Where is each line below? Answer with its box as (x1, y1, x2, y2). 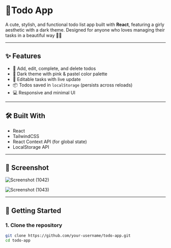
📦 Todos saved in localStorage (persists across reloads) (12, 81, 133, 88)
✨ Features (5, 52, 41, 61)
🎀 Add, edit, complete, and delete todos (12, 65, 96, 71)
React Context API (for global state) (12, 139, 88, 145)
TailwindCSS (12, 133, 40, 139)
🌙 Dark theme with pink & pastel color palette (12, 71, 108, 77)
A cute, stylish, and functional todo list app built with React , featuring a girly (5, 21, 164, 27)
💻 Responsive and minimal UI (12, 89, 75, 96)
